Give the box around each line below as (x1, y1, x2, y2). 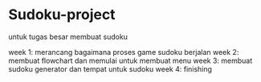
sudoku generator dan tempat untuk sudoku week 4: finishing (8, 64, 213, 73)
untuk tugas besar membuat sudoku (8, 32, 128, 41)
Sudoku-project (8, 6, 116, 24)
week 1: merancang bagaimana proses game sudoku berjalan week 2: (8, 47, 239, 57)
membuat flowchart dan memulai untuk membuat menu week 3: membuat (8, 56, 253, 65)
